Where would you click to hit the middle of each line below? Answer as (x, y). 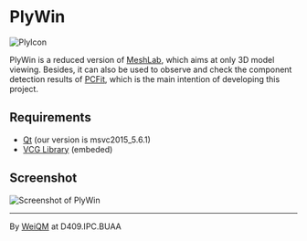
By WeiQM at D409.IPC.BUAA (65, 226)
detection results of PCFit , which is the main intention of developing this (145, 79)
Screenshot (43, 178)
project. (24, 89)
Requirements (50, 117)
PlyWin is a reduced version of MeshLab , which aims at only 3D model (142, 59)
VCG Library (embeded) (68, 149)
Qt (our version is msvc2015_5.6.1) (86, 140)
